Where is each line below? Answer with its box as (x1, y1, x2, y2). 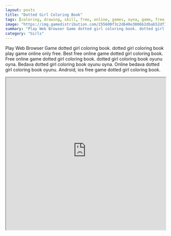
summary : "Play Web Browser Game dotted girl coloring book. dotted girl (5, 26, 165, 32)
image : (5, 21, 19, 27)
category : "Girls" (5, 31, 44, 36)
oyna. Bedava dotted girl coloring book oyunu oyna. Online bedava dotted (5, 62, 160, 67)
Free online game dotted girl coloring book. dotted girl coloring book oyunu (5, 56, 163, 62)
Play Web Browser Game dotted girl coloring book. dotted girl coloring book (5, 45, 164, 51)
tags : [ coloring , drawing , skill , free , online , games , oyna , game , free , (5, 17, 167, 22)
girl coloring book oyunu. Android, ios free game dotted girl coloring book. (5, 67, 161, 73)
